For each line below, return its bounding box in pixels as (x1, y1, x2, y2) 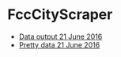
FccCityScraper (7, 6, 113, 24)
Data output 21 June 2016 (18, 32, 103, 41)
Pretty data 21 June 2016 (18, 40, 100, 49)
